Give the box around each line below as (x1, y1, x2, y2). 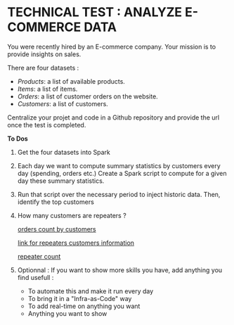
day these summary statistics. (17, 177, 105, 185)
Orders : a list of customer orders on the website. (17, 92, 158, 101)
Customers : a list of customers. (17, 99, 109, 108)
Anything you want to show (27, 309, 108, 317)
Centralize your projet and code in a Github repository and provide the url (7, 113, 220, 122)
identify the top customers (17, 198, 95, 206)
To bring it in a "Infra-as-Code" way (27, 294, 132, 302)
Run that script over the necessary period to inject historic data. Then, (17, 190, 221, 198)
